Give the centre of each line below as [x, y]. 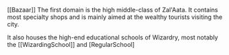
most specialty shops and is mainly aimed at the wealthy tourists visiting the [115, 17]
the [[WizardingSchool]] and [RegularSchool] [71, 44]
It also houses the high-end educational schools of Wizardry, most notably [113, 37]
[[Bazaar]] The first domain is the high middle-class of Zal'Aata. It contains [113, 10]
